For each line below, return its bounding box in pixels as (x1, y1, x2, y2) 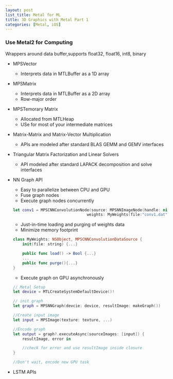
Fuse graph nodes (20, 192, 59, 198)
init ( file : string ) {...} (22, 242, 78, 247)
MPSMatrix (12, 80, 37, 86)
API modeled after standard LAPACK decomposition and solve (20, 161, 152, 167)
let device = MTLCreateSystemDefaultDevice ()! (12, 289, 115, 295)
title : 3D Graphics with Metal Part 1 (5, 17, 89, 22)
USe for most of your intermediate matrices (20, 121, 113, 128)
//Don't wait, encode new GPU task (12, 359, 90, 365)
